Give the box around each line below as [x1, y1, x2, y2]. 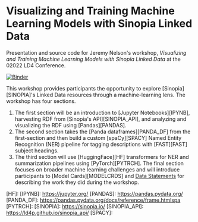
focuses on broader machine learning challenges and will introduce [14, 165, 180, 173]
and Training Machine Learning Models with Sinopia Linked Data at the [6, 55, 181, 62]
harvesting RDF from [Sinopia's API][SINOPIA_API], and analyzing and [14, 115, 187, 123]
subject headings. [14, 147, 59, 154]
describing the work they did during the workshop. [14, 179, 140, 186]
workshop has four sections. [6, 97, 76, 105]
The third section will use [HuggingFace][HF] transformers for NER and [14, 153, 189, 160]
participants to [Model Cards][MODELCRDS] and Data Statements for [14, 172, 184, 179]
